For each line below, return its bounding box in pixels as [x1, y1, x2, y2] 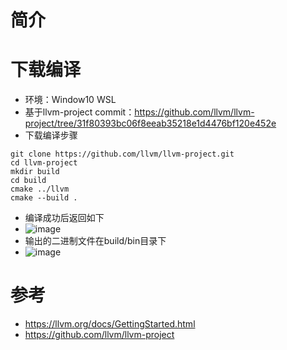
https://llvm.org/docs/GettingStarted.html [24, 318, 196, 330]
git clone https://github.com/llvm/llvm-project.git [10, 149, 235, 160]
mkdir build [10, 167, 60, 177]
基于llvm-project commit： [24, 106, 135, 118]
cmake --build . [10, 193, 78, 203]
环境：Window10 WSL [24, 94, 117, 106]
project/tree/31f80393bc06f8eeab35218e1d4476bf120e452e [24, 117, 277, 130]
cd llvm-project [10, 158, 78, 168]
